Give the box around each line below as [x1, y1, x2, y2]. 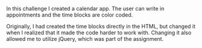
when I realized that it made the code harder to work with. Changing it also [6, 29, 192, 36]
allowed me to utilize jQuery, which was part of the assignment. [6, 36, 164, 42]
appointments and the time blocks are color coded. [6, 11, 133, 18]
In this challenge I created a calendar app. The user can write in [6, 5, 165, 12]
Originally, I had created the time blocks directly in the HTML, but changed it [6, 23, 196, 30]
